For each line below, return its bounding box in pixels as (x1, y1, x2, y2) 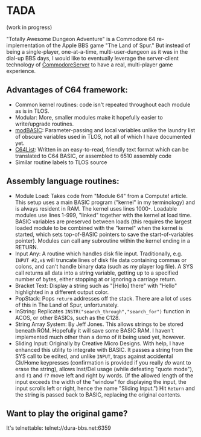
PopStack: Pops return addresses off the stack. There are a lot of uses (14, 295, 192, 302)
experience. (6, 67, 36, 74)
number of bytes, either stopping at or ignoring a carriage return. (14, 275, 177, 282)
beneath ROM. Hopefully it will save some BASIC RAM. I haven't (14, 327, 174, 334)
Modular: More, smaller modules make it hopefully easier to (14, 113, 163, 121)
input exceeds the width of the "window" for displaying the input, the (14, 378, 187, 385)
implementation (6, 42, 45, 49)
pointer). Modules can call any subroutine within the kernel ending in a (14, 237, 190, 244)
